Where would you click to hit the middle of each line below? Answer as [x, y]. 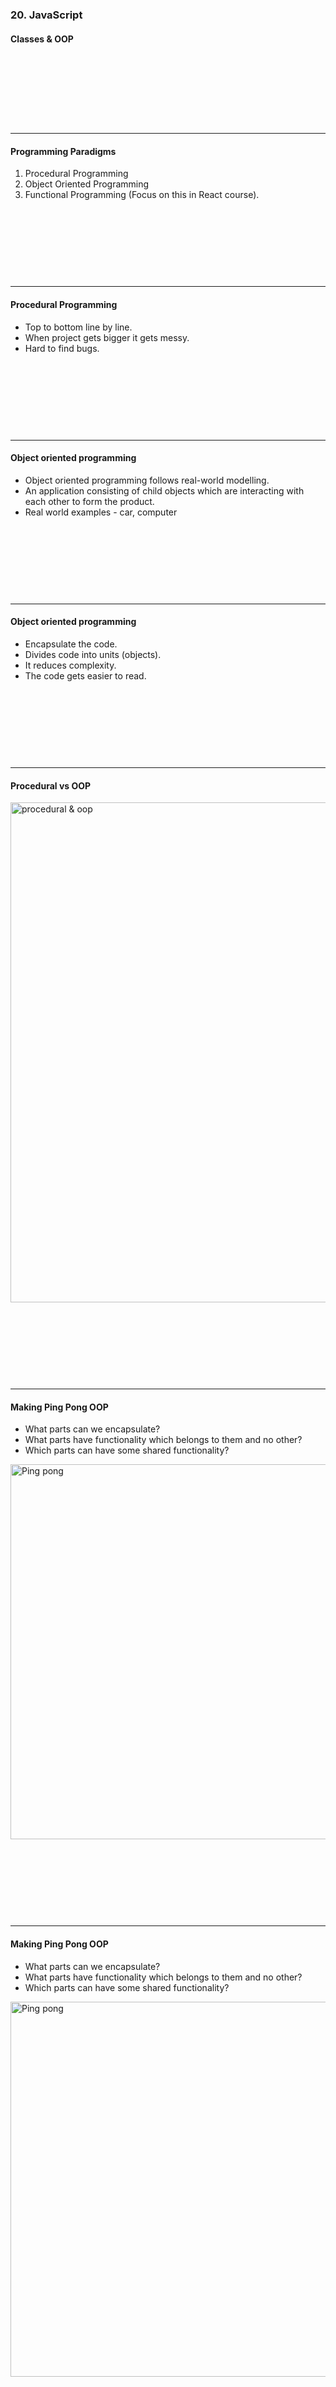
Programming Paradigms [63, 151]
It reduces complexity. [70, 665]
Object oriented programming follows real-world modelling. [147, 480]
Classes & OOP [42, 39]
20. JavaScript [46, 15]
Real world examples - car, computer [101, 512]
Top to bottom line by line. [78, 327]
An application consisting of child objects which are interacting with [164, 490]
